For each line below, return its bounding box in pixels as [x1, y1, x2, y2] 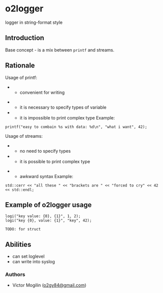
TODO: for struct [5, 227, 41, 232]
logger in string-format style [5, 19, 63, 25]
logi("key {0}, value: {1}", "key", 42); [5, 218, 92, 223]
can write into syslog [12, 259, 55, 265]
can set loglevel [12, 253, 45, 259]
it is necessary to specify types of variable [19, 104, 107, 110]
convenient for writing [19, 89, 65, 95]
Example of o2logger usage [5, 200, 92, 209]
